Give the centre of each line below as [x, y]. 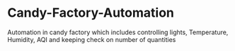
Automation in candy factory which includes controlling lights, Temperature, [118, 32]
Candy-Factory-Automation [91, 13]
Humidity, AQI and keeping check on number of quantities [92, 39]
